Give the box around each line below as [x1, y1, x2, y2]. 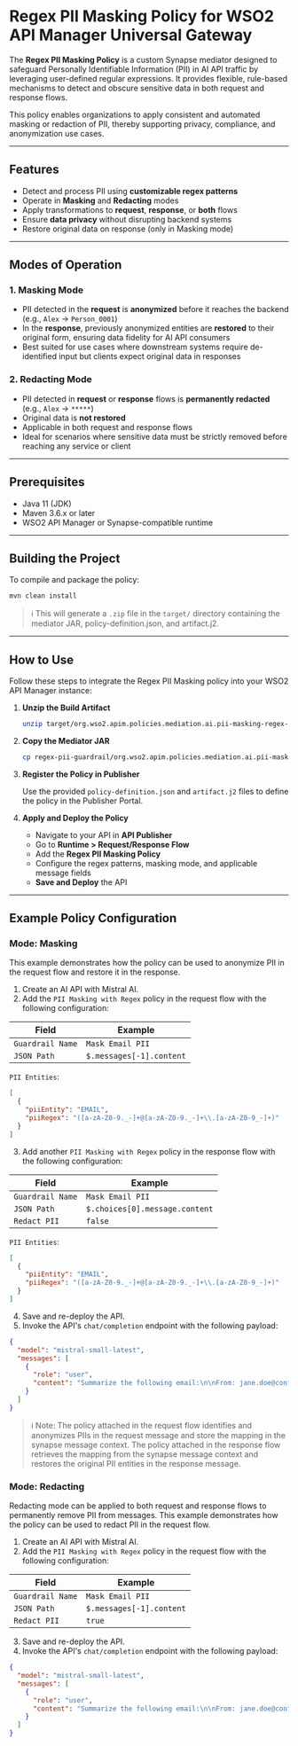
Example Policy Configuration [9, 911, 177, 926]
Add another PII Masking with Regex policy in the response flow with [21, 1146, 276, 1156]
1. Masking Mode [9, 284, 84, 296]
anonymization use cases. [9, 128, 105, 138]
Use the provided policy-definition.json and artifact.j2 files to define [21, 786, 289, 796]
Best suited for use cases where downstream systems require [21, 341, 248, 352]
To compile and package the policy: [9, 575, 140, 585]
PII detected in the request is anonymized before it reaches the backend [21, 304, 289, 315]
